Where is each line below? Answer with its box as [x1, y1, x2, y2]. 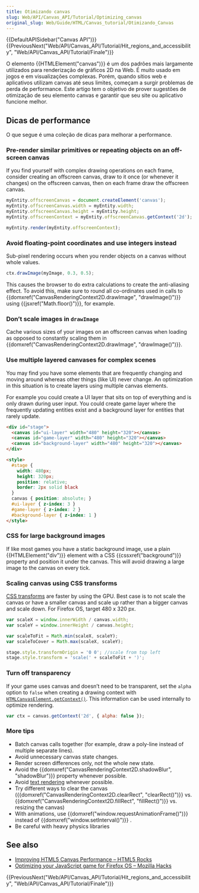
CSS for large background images [6, 532, 106, 540]
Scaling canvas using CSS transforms [6, 579, 118, 587]
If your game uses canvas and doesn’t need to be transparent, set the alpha [6, 682, 192, 690]
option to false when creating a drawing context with [6, 688, 137, 696]
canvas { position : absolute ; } [11, 496, 92, 502]
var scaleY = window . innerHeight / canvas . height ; [6, 622, 134, 628]
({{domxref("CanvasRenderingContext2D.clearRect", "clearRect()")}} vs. [14, 791, 192, 798]
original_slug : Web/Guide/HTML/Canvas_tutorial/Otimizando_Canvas [6, 20, 174, 26]
